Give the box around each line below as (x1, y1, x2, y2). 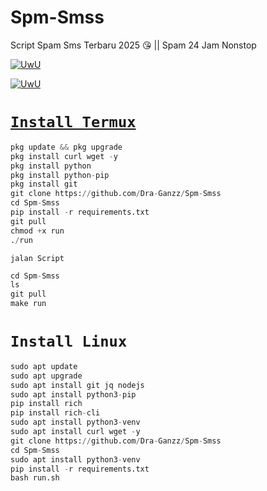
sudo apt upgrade (10, 371, 83, 381)
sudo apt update (10, 361, 78, 371)
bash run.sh (10, 473, 60, 483)
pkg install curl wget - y (10, 151, 118, 161)
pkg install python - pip (10, 170, 110, 180)
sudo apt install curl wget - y (10, 427, 141, 437)
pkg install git (10, 179, 78, 190)
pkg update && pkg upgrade (10, 142, 123, 152)
